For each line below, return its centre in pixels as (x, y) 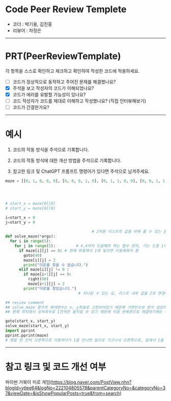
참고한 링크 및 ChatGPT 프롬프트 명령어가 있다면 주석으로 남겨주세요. (81, 171)
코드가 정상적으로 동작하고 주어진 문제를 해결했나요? (64, 82)
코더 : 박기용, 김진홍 (32, 24)
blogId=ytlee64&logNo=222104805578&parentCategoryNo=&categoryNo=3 (85, 388)
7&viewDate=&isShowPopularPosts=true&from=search (63, 393)
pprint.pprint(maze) (27, 335)
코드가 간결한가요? (31, 108)
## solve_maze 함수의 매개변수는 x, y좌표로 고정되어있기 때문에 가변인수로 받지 (80, 307)
